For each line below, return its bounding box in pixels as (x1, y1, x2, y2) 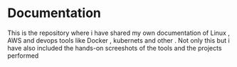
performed (7, 51, 39, 60)
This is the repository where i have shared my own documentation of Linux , (7, 29, 230, 37)
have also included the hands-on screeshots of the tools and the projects (7, 43, 222, 52)
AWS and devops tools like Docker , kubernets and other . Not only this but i (7, 36, 230, 44)
